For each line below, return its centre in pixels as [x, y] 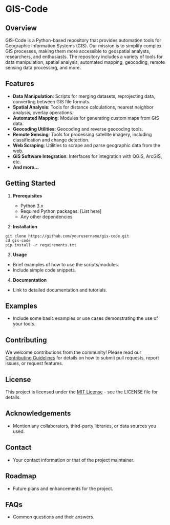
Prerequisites [27, 195]
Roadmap [21, 476]
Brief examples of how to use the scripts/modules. [66, 264]
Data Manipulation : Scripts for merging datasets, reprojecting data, [84, 96]
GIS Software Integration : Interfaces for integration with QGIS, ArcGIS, [87, 156]
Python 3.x [32, 206]
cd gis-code [18, 240]
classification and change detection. [51, 140]
